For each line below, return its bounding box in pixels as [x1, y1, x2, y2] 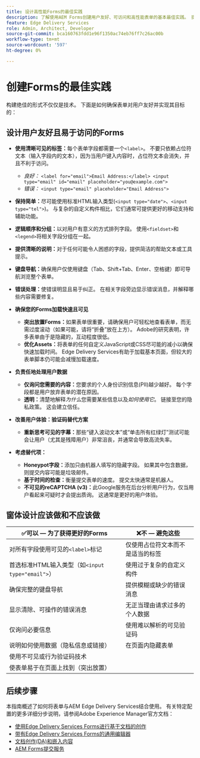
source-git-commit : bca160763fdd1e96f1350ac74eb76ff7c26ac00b [6, 31, 164, 37]
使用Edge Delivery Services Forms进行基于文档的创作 [14, 723, 147, 730]
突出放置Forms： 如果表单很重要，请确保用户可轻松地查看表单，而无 [23, 318, 192, 325]
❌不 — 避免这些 [136, 529, 180, 538]
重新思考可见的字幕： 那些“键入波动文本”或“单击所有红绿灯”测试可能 [23, 428, 190, 436]
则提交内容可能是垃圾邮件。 [23, 468, 92, 476]
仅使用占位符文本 [125, 540, 174, 549]
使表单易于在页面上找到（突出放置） [9, 664, 111, 672]
